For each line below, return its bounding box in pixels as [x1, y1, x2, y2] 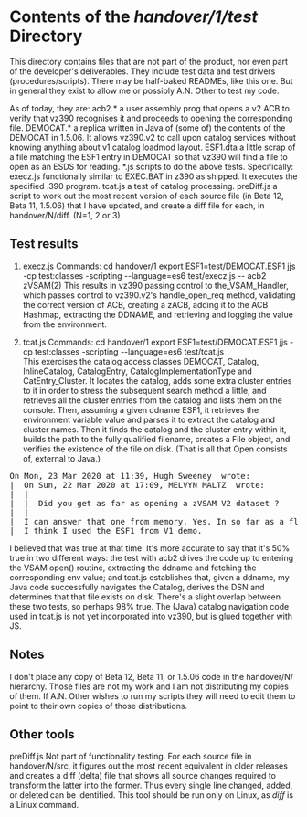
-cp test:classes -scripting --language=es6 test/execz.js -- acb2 [22, 270, 267, 281]
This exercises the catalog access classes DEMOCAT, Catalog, [22, 355, 259, 366]
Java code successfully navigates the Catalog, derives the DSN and [9, 581, 265, 592]
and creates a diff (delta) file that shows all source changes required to [9, 770, 277, 781]
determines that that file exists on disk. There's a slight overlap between [9, 591, 281, 602]
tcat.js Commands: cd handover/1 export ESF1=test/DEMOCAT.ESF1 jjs [22, 336, 288, 347]
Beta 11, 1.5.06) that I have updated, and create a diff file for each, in [9, 199, 265, 211]
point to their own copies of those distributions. [9, 700, 188, 711]
